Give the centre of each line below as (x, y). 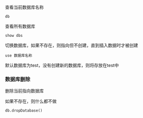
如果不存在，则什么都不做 (31, 101)
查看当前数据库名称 (24, 7)
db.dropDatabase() (24, 111)
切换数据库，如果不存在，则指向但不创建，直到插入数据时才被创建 (71, 45)
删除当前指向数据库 (24, 91)
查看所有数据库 (20, 26)
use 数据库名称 (19, 56)
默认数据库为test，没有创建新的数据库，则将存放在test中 (62, 65)
